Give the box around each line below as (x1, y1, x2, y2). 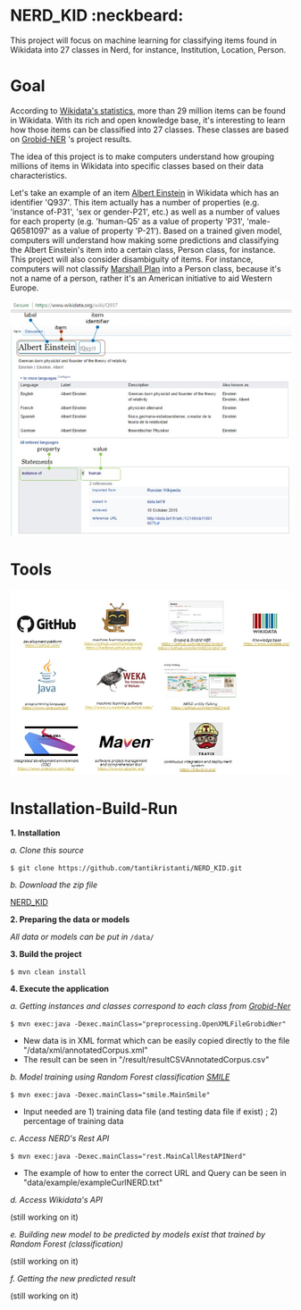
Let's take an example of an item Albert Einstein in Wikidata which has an (10, 187, 280, 197)
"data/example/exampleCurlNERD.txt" (22, 1177, 163, 1188)
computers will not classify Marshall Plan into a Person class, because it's (10, 263, 281, 273)
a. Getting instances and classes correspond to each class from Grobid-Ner (10, 1001, 291, 1012)
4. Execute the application (10, 984, 110, 995)
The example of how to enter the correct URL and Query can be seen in (22, 1168, 287, 1179)
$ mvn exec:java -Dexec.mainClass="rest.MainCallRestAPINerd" (10, 1152, 247, 1162)
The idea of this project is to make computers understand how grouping (10, 151, 275, 162)
